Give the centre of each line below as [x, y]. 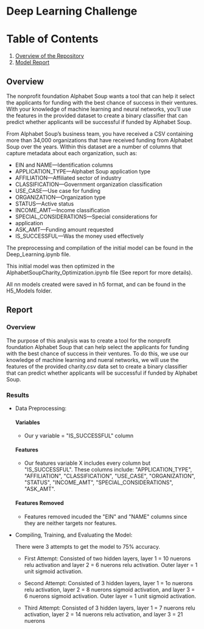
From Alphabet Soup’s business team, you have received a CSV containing [100, 134]
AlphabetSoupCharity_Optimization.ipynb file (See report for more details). [100, 273]
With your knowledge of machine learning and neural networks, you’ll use [99, 109]
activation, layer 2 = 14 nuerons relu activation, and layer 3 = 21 [104, 614]
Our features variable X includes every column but [87, 463]
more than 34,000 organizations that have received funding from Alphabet [100, 140]
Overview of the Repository [49, 56]
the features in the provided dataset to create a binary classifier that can [97, 115]
